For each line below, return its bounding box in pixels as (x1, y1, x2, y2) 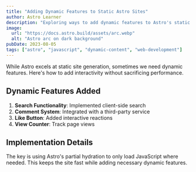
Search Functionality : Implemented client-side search (14, 102, 146, 109)
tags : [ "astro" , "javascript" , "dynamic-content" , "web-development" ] (6, 47, 183, 53)
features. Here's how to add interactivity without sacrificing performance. (6, 69, 184, 76)
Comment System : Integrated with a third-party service (14, 108, 150, 115)
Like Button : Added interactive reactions (14, 114, 113, 121)
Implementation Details (6, 137, 93, 147)
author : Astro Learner (6, 14, 62, 20)
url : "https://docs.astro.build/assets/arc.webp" (11, 31, 135, 36)
